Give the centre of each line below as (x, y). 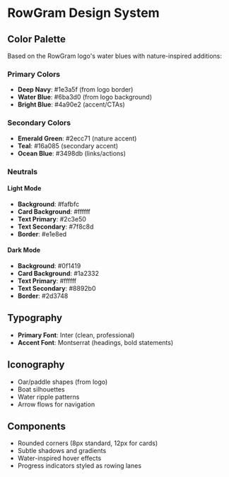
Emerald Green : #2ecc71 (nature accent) (77, 138)
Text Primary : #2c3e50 (52, 219)
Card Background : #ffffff (54, 211)
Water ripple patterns (48, 397)
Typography (35, 318)
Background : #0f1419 (49, 265)
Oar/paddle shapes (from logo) (63, 382)
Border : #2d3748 (43, 296)
